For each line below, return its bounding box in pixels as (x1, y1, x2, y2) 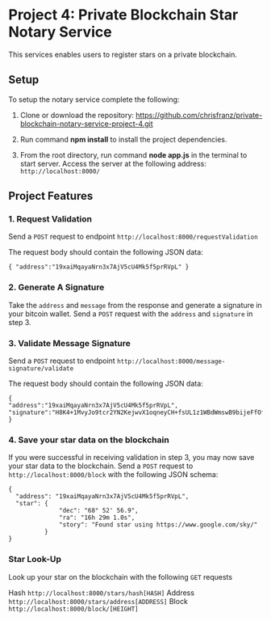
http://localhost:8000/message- (116, 357, 226, 365)
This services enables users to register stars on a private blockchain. (8, 49, 238, 59)
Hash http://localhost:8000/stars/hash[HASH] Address (8, 588, 195, 598)
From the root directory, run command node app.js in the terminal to (19, 150, 248, 159)
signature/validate (8, 365, 74, 373)
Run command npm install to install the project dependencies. (19, 134, 227, 144)
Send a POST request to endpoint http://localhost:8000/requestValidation (8, 232, 258, 242)
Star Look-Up (8, 554, 62, 565)
